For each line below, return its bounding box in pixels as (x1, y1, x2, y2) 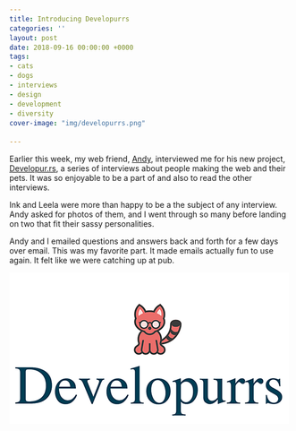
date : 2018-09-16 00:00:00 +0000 (9, 43, 134, 52)
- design (9, 90, 42, 99)
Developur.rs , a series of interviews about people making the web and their (9, 163, 286, 174)
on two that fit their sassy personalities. (9, 219, 155, 229)
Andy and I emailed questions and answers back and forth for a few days (9, 236, 279, 246)
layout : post (9, 33, 58, 42)
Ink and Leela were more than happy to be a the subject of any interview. (9, 200, 277, 211)
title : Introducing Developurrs (9, 14, 130, 23)
